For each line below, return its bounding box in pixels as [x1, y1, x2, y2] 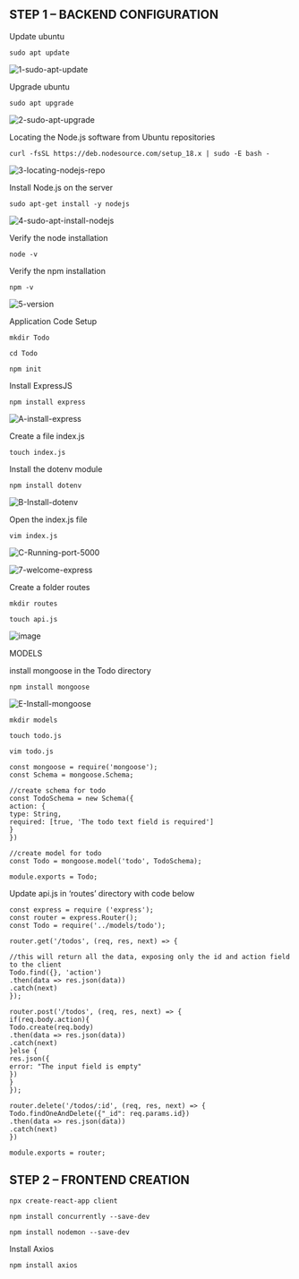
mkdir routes [9, 599, 58, 608]
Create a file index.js [9, 430, 85, 442]
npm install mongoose [9, 682, 90, 691]
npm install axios [9, 1260, 78, 1270]
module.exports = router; [9, 1148, 106, 1157]
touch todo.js [9, 731, 63, 740]
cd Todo [9, 348, 38, 357]
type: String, [9, 810, 63, 819]
